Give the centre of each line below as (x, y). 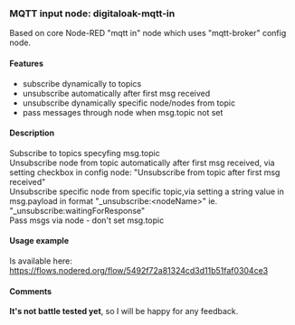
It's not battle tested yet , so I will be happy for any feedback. (124, 311)
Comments (31, 291)
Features (26, 63)
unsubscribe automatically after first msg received (116, 93)
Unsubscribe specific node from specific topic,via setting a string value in (147, 191)
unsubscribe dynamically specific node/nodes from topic (129, 103)
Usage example (39, 241)
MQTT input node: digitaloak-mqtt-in (92, 14)
